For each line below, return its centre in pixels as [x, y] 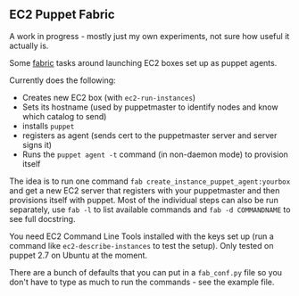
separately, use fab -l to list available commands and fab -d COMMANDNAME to [150, 210]
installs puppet [48, 126]
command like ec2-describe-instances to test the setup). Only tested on [141, 245]
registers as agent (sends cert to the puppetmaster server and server [149, 135]
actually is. [29, 45]
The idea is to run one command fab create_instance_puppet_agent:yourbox [150, 181]
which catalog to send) [64, 116]
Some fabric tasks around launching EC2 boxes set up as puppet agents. [143, 62]
